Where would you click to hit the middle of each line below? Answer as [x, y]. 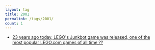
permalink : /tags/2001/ [29, 19]
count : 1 [14, 23]
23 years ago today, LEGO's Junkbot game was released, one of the [81, 37]
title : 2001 [17, 14]
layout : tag [17, 10]
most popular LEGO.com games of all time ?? [58, 43]
